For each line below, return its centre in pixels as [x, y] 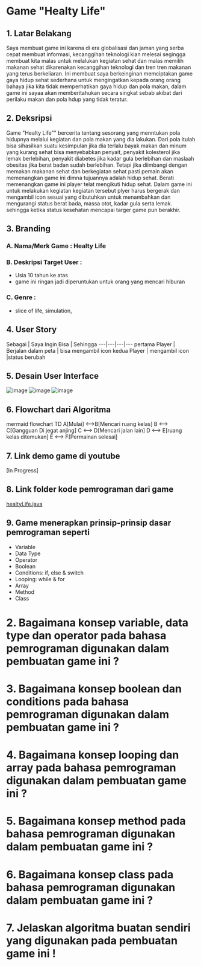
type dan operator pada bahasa [86, 635]
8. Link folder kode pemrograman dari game [90, 490]
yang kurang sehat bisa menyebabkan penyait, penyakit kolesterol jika [93, 152]
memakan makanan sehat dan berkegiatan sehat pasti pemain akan [90, 171]
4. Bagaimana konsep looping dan [93, 755]
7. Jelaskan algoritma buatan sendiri [98, 928]
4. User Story [32, 330]
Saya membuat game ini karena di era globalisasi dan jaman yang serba [95, 48]
